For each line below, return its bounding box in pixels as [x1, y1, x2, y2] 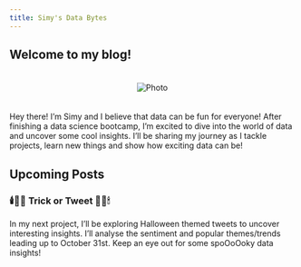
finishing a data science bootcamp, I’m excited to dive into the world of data [9, 121, 293, 132]
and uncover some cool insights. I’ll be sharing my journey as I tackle [9, 131, 267, 142]
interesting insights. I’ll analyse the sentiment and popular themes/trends [9, 228, 281, 239]
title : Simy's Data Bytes [9, 13, 107, 23]
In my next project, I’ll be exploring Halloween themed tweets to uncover [9, 219, 280, 230]
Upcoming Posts [9, 166, 105, 182]
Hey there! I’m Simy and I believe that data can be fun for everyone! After [9, 111, 283, 123]
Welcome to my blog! [9, 47, 131, 63]
